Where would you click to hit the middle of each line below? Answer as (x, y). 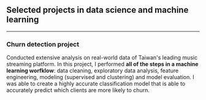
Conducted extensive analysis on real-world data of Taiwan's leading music (102, 58)
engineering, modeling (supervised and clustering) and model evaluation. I (100, 77)
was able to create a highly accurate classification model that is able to (96, 84)
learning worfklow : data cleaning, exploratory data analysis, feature (93, 71)
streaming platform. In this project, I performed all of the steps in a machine (102, 64)
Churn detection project (43, 44)
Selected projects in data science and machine (97, 10)
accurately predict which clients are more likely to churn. (78, 90)
